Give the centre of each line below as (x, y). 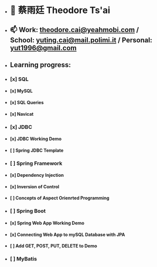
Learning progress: (40, 65)
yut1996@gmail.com (43, 48)
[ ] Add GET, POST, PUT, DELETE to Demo (53, 246)
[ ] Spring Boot (28, 211)
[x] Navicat (22, 114)
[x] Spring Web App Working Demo (47, 223)
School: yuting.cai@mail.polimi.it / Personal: (81, 40)
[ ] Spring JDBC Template (37, 150)
